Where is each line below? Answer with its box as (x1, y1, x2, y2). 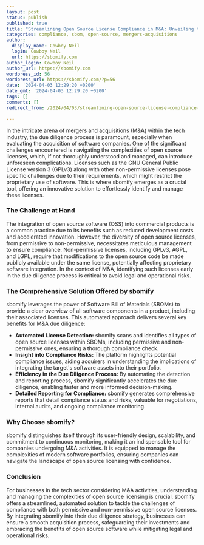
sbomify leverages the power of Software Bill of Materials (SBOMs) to (6, 301, 180, 308)
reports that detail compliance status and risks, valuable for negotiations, (15, 396, 198, 404)
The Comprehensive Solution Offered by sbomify (6, 286, 154, 295)
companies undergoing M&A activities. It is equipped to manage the (6, 444, 176, 452)
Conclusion (6, 473, 41, 481)
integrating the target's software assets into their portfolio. (15, 364, 161, 371)
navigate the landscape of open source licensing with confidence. (6, 458, 172, 465)
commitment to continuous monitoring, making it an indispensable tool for (6, 438, 191, 445)
